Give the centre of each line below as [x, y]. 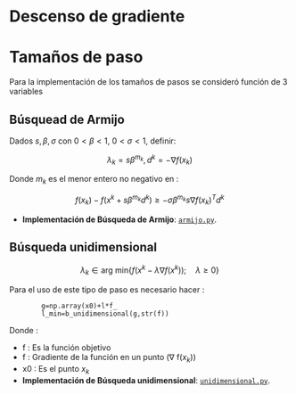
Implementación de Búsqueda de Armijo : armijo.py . [119, 219]
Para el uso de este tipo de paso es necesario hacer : [107, 289]
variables [26, 92]
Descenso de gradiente [97, 16]
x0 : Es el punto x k [56, 369]
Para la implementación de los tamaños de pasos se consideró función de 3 [148, 82]
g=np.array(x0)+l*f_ [79, 306]
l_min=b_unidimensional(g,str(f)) [105, 314]
